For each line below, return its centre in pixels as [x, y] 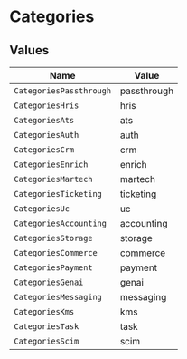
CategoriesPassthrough [62, 91]
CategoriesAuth [47, 135]
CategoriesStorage [53, 238]
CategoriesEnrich [51, 165]
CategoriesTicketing [58, 194]
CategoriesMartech [53, 179]
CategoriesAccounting [60, 223]
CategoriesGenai [49, 282]
